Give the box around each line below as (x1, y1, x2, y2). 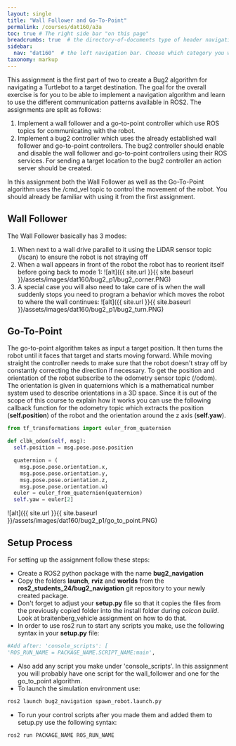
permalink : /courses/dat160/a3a (7, 23, 102, 30)
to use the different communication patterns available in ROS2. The (7, 98, 202, 106)
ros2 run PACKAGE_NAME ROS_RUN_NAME (7, 731, 114, 739)
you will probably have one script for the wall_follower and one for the (17, 669, 220, 678)
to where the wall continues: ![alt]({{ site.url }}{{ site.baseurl (17, 297, 191, 306)
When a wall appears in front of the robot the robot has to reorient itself (17, 260, 225, 268)
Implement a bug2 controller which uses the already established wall (17, 134, 216, 142)
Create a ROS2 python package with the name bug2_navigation (17, 569, 204, 577)
